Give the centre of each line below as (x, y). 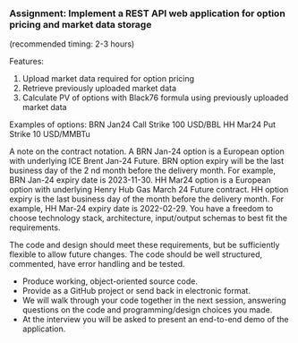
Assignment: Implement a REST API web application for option (148, 13)
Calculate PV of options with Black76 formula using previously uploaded (155, 98)
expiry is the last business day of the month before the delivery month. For (147, 199)
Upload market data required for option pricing (108, 79)
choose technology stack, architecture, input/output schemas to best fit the (149, 219)
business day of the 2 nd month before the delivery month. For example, (142, 171)
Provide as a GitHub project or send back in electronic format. (136, 291)
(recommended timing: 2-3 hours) (72, 44)
